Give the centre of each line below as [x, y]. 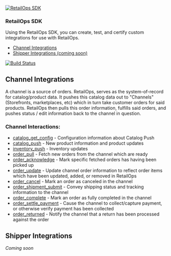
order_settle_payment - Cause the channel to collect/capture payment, [87, 203]
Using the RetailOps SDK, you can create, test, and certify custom [75, 32]
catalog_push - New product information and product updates [78, 143]
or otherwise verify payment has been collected [63, 209]
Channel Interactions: [33, 127]
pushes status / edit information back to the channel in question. [73, 113]
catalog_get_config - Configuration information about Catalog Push [83, 138]
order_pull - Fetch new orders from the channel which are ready [80, 154]
